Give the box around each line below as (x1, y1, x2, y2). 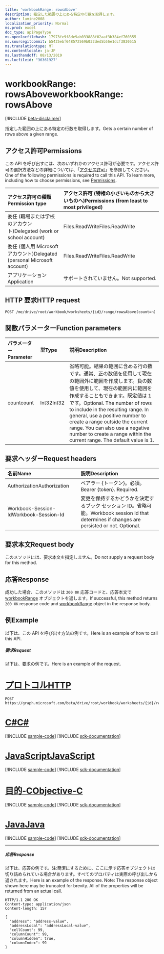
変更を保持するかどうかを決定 (80, 495, 149, 502)
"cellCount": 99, (9, 928, 45, 932)
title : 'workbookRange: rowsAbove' (5, 7, 78, 12)
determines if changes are (80, 516, 141, 523)
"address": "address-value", (9, 919, 69, 924)
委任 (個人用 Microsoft (7, 243, 59, 250)
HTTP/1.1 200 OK (5, 897, 38, 902)
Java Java (5, 819, 45, 830)
